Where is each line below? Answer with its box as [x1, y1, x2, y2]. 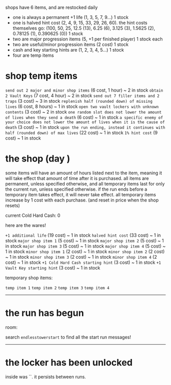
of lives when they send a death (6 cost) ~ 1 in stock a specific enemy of [5, 114, 163, 120]
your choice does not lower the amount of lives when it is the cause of [5, 120, 165, 125]
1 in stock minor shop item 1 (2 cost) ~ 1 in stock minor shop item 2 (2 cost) [5, 248, 165, 255]
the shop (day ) [5, 153, 70, 165]
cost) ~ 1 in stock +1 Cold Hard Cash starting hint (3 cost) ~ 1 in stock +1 [5, 259, 161, 265]
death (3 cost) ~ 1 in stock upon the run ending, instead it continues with [5, 124, 165, 130]
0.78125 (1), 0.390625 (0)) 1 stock [12, 31, 83, 36]
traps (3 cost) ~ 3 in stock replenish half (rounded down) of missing [5, 98, 153, 104]
